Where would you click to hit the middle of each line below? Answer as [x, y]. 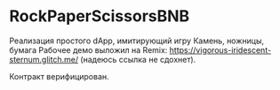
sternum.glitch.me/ [44, 59]
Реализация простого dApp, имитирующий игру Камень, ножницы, [137, 41]
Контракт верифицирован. [59, 76]
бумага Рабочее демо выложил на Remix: [88, 49]
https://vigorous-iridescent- [220, 49]
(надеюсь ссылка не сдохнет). [138, 59]
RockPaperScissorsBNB [100, 16]
